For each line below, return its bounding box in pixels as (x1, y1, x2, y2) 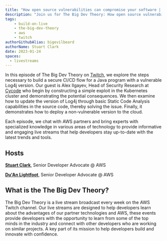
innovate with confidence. (5, 231, 59, 237)
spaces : (5, 53, 21, 59)
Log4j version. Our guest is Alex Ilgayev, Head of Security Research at (5, 83, 149, 89)
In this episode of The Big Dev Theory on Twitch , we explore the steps (5, 72, 149, 78)
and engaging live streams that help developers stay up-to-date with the (5, 129, 154, 135)
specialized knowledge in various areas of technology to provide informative (5, 124, 162, 130)
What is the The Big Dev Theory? (5, 186, 109, 195)
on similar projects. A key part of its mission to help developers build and (5, 226, 154, 232)
